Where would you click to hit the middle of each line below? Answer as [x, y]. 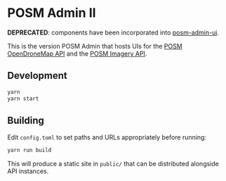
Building [26, 120]
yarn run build [29, 150]
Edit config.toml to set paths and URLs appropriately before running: [107, 137]
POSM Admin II [52, 13]
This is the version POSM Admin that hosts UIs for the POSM [95, 46]
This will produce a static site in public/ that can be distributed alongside [113, 164]
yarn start [23, 99]
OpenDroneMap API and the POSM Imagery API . [77, 54]
